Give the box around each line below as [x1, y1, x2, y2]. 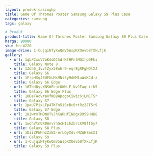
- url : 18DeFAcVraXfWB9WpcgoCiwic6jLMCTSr [9, 94, 98, 99]
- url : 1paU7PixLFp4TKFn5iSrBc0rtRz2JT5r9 [9, 103, 98, 108]
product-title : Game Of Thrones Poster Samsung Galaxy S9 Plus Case [5, 34, 148, 39]
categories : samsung [5, 16, 48, 21]
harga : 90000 [5, 39, 32, 44]
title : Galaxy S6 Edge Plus [14, 89, 71, 94]
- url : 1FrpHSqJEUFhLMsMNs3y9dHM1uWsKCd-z [9, 76, 98, 80]
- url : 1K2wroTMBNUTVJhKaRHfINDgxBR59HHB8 [9, 112, 98, 117]
